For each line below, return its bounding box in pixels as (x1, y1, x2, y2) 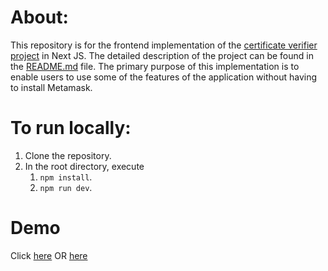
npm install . (39, 171, 93, 183)
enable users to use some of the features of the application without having (10, 71, 318, 83)
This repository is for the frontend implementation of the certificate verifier (10, 39, 318, 51)
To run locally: (10, 117, 132, 140)
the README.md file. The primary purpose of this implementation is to (10, 60, 300, 72)
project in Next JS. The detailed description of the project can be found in (10, 49, 314, 61)
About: (10, 6, 69, 29)
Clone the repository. (24, 149, 112, 161)
